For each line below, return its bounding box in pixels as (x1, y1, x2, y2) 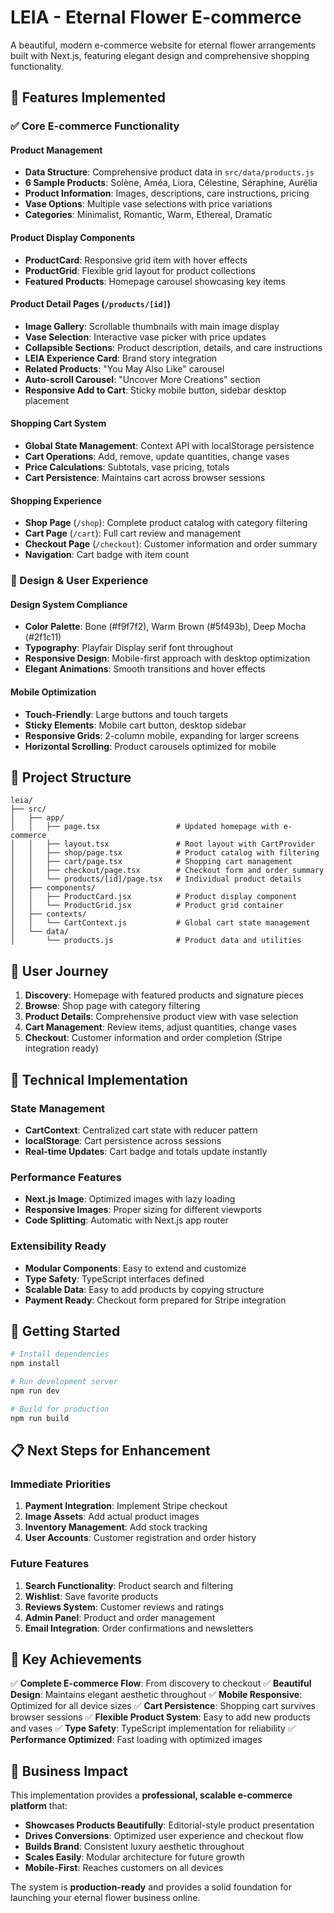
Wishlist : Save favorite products (24, 1590, 159, 1602)
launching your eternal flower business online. (10, 1892, 201, 1904)
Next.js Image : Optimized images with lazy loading (24, 1193, 236, 1205)
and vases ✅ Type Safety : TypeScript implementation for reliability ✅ (10, 1722, 296, 1735)
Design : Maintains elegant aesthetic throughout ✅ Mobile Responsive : (10, 1689, 303, 1701)
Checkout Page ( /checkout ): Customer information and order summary (24, 538, 318, 550)
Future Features (10, 1557, 90, 1571)
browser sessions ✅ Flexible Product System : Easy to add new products (10, 1711, 311, 1723)
